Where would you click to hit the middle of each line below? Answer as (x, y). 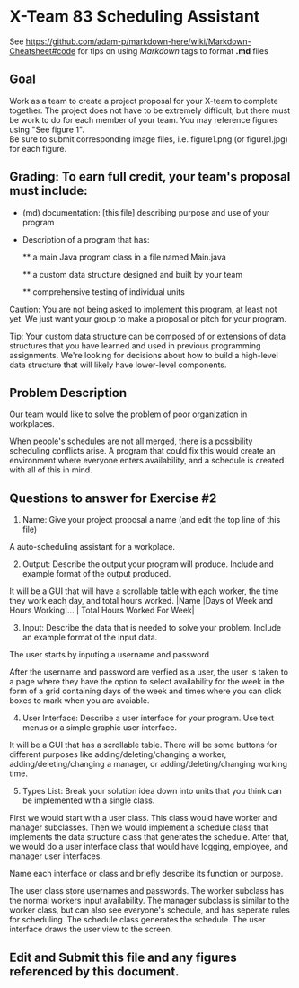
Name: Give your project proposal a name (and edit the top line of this (151, 520)
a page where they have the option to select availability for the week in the (147, 682)
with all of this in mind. (51, 470)
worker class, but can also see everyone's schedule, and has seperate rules (149, 910)
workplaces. (32, 424)
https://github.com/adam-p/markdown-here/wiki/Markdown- (138, 41)
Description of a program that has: (86, 239)
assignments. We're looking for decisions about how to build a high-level (144, 355)
